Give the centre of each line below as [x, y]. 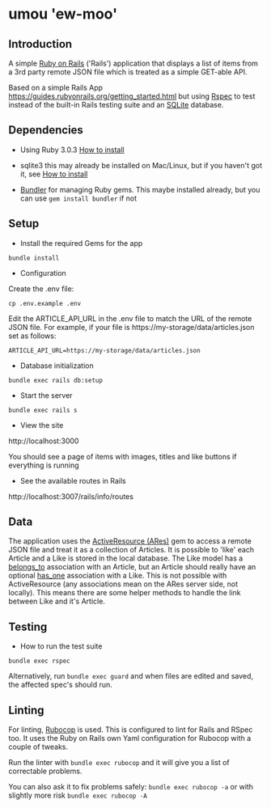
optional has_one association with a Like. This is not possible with [118, 576]
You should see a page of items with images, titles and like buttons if [123, 456]
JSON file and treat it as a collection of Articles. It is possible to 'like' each [131, 550]
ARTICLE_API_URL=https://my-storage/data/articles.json [104, 350]
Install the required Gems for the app [81, 243]
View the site [42, 425]
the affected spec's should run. [61, 685]
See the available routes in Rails [73, 480]
